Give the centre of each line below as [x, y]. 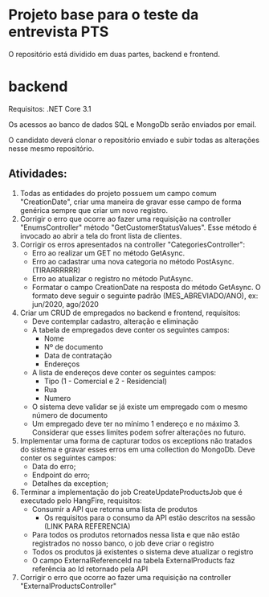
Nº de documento [73, 346]
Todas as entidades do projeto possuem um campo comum [118, 193]
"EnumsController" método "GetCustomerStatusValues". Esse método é [138, 227]
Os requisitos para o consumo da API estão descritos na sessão [149, 517]
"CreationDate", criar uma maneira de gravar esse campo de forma [131, 202]
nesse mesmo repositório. [51, 148]
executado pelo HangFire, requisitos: [81, 501]
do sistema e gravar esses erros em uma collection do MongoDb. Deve [137, 449]
